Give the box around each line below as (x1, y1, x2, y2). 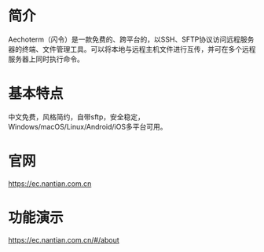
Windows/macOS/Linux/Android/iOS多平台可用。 (8, 122, 167, 131)
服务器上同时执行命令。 (8, 54, 84, 64)
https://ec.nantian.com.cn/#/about (8, 235, 119, 244)
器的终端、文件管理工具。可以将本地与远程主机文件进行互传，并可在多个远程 (8, 44, 256, 53)
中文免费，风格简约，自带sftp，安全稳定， (8, 111, 145, 122)
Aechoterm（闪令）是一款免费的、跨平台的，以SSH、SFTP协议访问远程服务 (8, 35, 255, 44)
